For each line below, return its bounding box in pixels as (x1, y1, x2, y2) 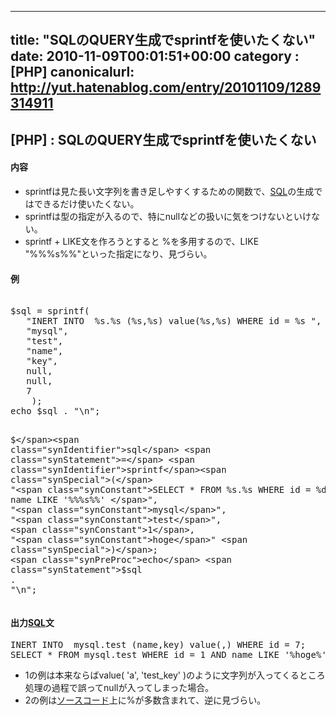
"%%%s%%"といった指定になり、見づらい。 (24, 247, 213, 260)
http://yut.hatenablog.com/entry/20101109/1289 (10, 79, 322, 96)
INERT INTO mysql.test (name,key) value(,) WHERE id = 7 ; (10, 639, 307, 651)
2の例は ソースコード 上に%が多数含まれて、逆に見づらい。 (24, 694, 267, 706)
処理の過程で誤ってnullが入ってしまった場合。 (24, 682, 215, 694)
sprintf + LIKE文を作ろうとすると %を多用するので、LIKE (24, 235, 260, 247)
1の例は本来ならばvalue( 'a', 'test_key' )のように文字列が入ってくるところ (24, 669, 326, 681)
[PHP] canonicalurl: (10, 64, 135, 81)
